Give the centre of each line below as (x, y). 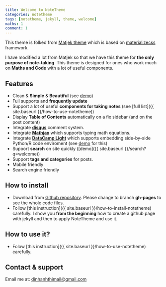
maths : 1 (14, 24)
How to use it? (28, 234)
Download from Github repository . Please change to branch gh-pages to (87, 197)
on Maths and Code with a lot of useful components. (59, 68)
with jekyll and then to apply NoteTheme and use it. (65, 218)
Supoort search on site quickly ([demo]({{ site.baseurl (68, 148)
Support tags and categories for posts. (53, 159)
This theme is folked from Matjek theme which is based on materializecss (80, 42)
